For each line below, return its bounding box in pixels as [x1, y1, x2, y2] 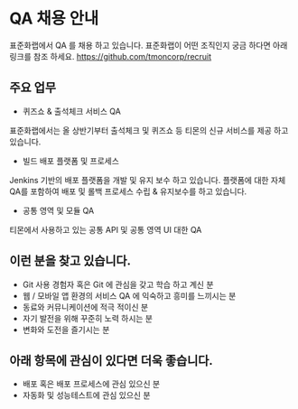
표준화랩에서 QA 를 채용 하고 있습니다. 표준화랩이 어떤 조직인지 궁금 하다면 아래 [9, 40, 288, 51]
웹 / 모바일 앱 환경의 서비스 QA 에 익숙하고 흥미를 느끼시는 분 [22, 290, 237, 301]
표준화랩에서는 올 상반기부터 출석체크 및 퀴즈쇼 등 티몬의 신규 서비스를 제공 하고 [9, 125, 289, 135]
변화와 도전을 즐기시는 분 [22, 324, 110, 335]
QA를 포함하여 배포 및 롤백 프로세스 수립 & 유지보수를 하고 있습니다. [9, 186, 247, 197]
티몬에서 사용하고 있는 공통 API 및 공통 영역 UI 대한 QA [9, 224, 202, 235]
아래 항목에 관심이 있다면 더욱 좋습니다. [9, 353, 214, 368]
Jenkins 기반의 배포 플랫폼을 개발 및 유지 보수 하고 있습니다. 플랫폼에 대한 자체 [9, 174, 286, 185]
